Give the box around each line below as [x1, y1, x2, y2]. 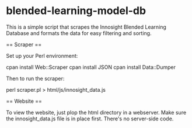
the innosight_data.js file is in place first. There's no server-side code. [6, 115, 174, 122]
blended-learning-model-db [6, 4, 146, 18]
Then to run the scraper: [6, 75, 65, 82]
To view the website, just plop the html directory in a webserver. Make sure [6, 109, 187, 116]
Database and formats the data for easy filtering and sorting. [6, 29, 152, 36]
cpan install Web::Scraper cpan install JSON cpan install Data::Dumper [6, 63, 176, 71]
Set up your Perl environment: [6, 52, 78, 59]
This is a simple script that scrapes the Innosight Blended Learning [6, 23, 166, 30]
